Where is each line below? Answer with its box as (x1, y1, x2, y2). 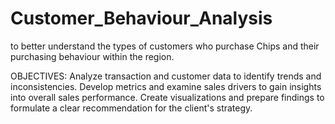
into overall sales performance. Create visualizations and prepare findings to (10, 91, 325, 103)
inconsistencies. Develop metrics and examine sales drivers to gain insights (10, 80, 322, 92)
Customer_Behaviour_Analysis (10, 7, 273, 30)
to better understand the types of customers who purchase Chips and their (10, 40, 320, 52)
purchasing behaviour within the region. (10, 50, 175, 62)
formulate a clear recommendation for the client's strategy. (10, 102, 253, 114)
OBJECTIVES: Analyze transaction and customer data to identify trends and (10, 70, 322, 82)
